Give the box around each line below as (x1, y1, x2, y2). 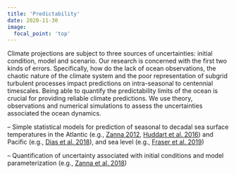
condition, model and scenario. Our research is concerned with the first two (7, 57, 228, 66)
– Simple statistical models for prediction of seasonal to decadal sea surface (7, 123, 229, 131)
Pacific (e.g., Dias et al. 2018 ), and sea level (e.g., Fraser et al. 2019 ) (7, 138, 204, 147)
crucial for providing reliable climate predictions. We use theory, (7, 94, 193, 103)
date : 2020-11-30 (7, 17, 58, 24)
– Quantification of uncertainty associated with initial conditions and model (7, 151, 224, 160)
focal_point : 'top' (13, 30, 71, 37)
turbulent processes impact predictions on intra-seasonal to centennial (7, 79, 213, 88)
